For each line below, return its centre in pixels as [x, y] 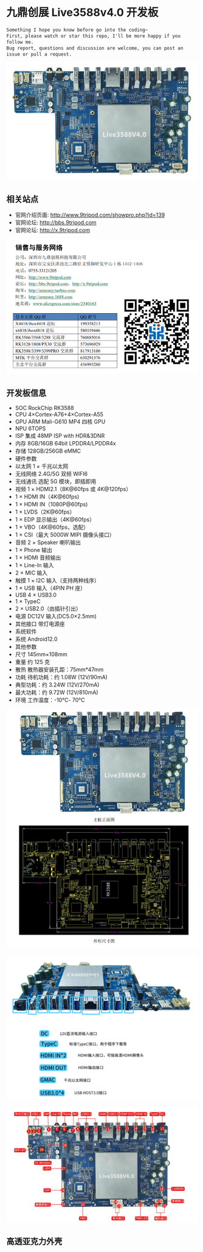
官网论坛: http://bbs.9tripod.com [56, 222]
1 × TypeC [28, 601]
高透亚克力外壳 [34, 1241]
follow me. [20, 42]
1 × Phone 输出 [34, 550]
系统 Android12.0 [36, 639]
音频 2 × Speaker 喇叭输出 [48, 542]
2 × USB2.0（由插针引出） [48, 608]
